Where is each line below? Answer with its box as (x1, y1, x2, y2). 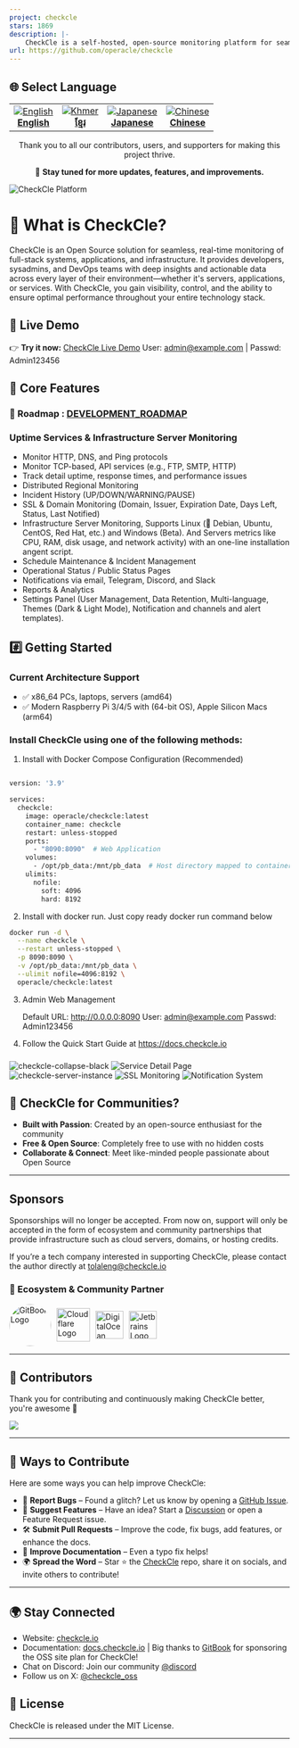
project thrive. (124, 149, 175, 160)
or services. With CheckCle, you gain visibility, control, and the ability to (9, 282, 273, 293)
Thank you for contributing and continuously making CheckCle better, (9, 1394, 265, 1404)
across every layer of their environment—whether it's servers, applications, (9, 273, 286, 284)
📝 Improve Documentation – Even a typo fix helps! (21, 1546, 209, 1557)
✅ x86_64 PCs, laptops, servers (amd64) (21, 691, 173, 701)
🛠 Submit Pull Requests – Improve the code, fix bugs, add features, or (21, 1524, 283, 1535)
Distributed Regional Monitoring (21, 480, 140, 491)
